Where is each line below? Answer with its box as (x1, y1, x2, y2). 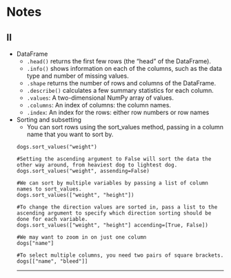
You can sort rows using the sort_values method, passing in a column (26, 123, 224, 131)
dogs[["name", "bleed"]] (16, 258, 88, 265)
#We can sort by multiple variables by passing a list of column (16, 180, 208, 186)
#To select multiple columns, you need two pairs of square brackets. (16, 252, 224, 259)
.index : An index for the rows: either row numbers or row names (26, 108, 210, 116)
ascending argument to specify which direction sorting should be (16, 210, 212, 217)
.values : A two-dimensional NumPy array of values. (26, 94, 174, 102)
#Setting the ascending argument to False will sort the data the (16, 156, 212, 162)
